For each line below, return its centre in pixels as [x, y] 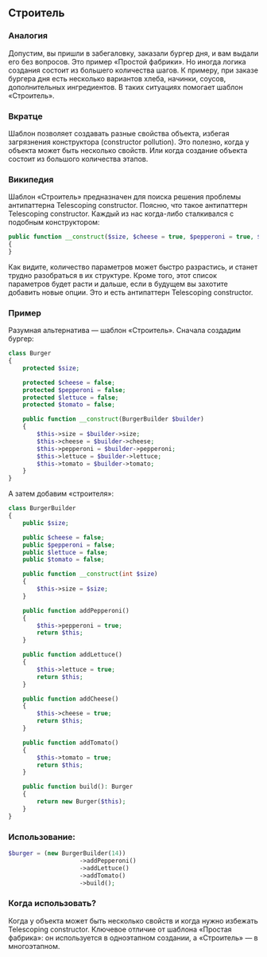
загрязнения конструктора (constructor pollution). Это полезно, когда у [129, 142]
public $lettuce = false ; [66, 552]
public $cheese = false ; [64, 537]
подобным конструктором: [54, 222]
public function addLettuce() [73, 655]
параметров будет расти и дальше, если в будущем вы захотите [118, 284]
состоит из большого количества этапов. [78, 159]
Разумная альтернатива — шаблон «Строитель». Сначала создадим [124, 331]
